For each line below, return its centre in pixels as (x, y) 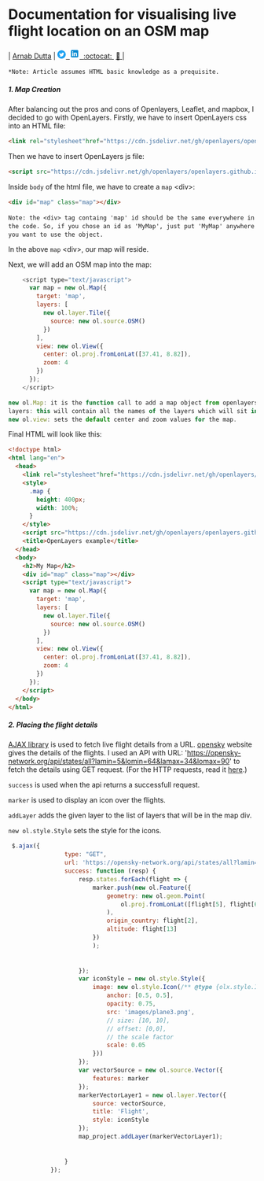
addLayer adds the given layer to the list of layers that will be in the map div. (130, 815)
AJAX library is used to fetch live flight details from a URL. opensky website (130, 744)
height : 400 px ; (61, 500)
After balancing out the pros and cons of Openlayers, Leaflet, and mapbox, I (131, 109)
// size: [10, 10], (138, 1020)
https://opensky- (214, 753)
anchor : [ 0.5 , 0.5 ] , (140, 996)
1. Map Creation (35, 89)
